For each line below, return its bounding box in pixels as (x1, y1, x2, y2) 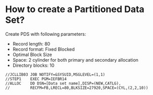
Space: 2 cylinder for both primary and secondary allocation (12, 57, 138, 63)
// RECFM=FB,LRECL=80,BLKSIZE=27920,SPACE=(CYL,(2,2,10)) (5, 85, 148, 90)
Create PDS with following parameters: (5, 31, 86, 37)
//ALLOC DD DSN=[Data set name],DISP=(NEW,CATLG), (5, 81, 122, 86)
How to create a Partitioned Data (5, 4, 144, 15)
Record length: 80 (12, 40, 51, 46)
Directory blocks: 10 (12, 62, 55, 68)
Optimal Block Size (12, 52, 52, 58)
